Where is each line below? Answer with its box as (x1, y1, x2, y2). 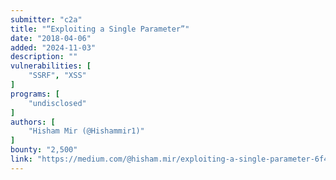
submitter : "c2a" (10, 14, 83, 25)
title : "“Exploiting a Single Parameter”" (10, 24, 190, 34)
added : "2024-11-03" (10, 42, 97, 53)
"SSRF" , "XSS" (28, 71, 87, 81)
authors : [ (10, 117, 56, 127)
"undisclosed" (28, 98, 87, 108)
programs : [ (10, 89, 60, 99)
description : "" (10, 52, 78, 62)
